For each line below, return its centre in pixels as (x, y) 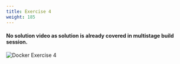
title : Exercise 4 (29, 11)
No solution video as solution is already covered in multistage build (90, 36)
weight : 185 (21, 17)
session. (17, 42)
